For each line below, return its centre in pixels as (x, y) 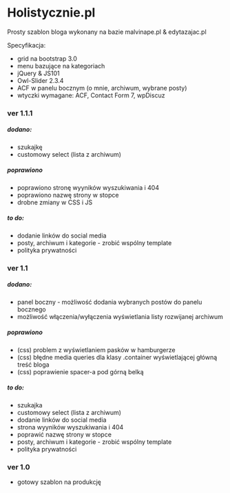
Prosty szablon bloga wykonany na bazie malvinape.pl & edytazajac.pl (107, 32)
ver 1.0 (19, 467)
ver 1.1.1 (20, 113)
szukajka (30, 405)
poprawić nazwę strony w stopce (64, 434)
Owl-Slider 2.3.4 (40, 80)
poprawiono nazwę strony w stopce (68, 195)
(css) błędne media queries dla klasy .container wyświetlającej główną (117, 357)
